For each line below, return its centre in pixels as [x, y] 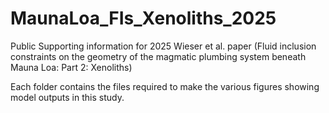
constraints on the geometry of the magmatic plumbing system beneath [158, 56]
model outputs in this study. [67, 97]
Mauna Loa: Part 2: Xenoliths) [71, 67]
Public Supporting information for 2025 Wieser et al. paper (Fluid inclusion [163, 46]
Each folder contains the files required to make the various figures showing [165, 86]
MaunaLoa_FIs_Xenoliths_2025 [143, 18]
